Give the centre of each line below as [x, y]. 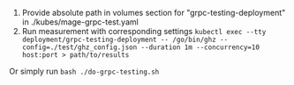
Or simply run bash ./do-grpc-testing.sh [84, 71]
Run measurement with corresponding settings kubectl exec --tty [144, 31]
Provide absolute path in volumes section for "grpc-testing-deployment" [154, 13]
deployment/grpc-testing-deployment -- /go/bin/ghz [119, 39]
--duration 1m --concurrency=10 [200, 47]
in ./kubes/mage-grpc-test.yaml [80, 22]
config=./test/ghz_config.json [79, 47]
